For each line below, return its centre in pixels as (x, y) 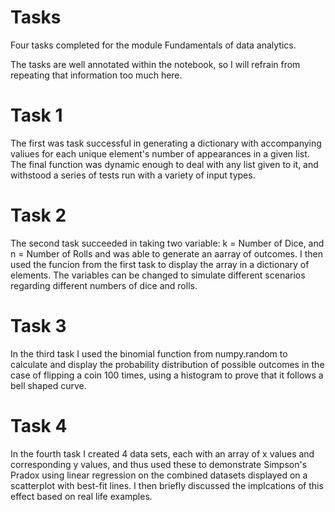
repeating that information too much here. (96, 75)
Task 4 (39, 425)
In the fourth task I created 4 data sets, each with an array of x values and (162, 453)
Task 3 (38, 326)
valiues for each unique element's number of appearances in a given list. (160, 153)
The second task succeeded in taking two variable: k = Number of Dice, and (167, 243)
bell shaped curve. (48, 385)
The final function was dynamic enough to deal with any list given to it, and (164, 164)
